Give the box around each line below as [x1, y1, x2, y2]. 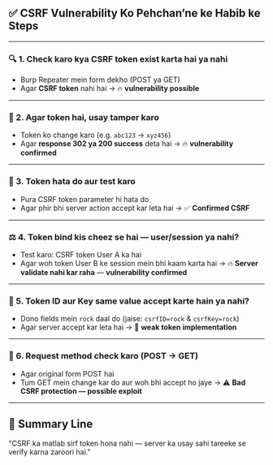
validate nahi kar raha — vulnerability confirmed [19, 268, 188, 277]
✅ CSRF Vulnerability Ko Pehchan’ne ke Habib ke [8, 6, 261, 20]
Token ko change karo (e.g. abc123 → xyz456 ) [19, 130, 171, 140]
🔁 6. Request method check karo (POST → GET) [8, 351, 199, 362]
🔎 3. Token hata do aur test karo [8, 176, 136, 187]
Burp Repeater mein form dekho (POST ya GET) [19, 75, 180, 84]
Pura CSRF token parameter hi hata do [19, 194, 149, 204]
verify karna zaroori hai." [8, 447, 91, 457]
